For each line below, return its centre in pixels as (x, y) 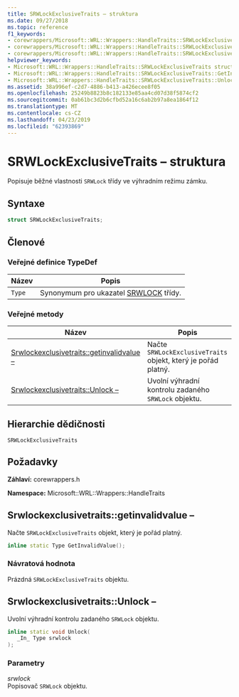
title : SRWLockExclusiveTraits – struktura (73, 14)
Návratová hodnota (42, 564)
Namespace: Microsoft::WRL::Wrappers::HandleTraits (86, 493)
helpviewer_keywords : (39, 60)
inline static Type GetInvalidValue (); (67, 546)
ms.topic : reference (38, 27)
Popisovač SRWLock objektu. (47, 686)
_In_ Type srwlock (44, 638)
